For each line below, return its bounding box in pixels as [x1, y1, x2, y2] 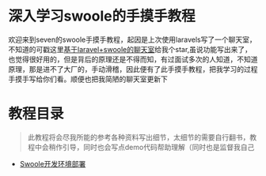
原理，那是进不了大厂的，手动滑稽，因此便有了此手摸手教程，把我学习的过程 [8, 64, 258, 73]
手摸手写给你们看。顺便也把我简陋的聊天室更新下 [8, 74, 168, 84]
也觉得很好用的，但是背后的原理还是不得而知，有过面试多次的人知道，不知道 [8, 54, 258, 64]
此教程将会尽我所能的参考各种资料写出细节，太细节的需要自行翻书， [27, 132, 250, 142]
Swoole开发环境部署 [19, 159, 86, 168]
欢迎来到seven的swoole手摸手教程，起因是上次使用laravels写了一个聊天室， [8, 35, 256, 44]
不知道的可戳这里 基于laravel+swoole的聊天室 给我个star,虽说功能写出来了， [8, 44, 252, 54]
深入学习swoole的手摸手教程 [8, 7, 196, 25]
